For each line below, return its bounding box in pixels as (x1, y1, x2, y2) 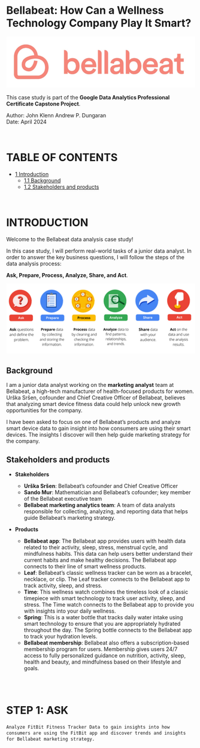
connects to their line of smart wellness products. (23, 562, 147, 570)
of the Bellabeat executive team (23, 495, 102, 502)
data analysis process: (6, 260, 62, 267)
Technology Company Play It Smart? (6, 16, 192, 30)
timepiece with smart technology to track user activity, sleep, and (23, 594, 186, 602)
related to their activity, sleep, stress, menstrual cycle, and (23, 543, 168, 551)
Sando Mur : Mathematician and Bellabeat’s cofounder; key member (23, 489, 191, 496)
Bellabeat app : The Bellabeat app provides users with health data (23, 537, 186, 544)
